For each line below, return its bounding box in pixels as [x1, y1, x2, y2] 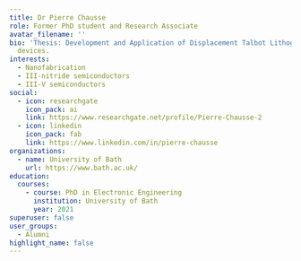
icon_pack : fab [25, 130, 82, 139]
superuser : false [9, 213, 74, 222]
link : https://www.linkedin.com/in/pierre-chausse [25, 138, 219, 147]
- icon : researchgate [17, 96, 99, 106]
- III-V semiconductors [17, 80, 106, 89]
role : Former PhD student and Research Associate [9, 22, 199, 30]
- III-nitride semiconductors [17, 72, 130, 81]
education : [9, 171, 50, 180]
